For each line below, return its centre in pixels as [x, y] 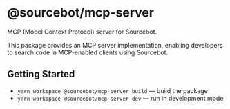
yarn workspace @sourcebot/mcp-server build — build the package [113, 90]
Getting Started [41, 74]
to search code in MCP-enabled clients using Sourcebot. [88, 52]
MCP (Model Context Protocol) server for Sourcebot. [82, 32]
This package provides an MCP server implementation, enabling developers [115, 45]
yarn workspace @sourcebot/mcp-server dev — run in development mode [120, 98]
